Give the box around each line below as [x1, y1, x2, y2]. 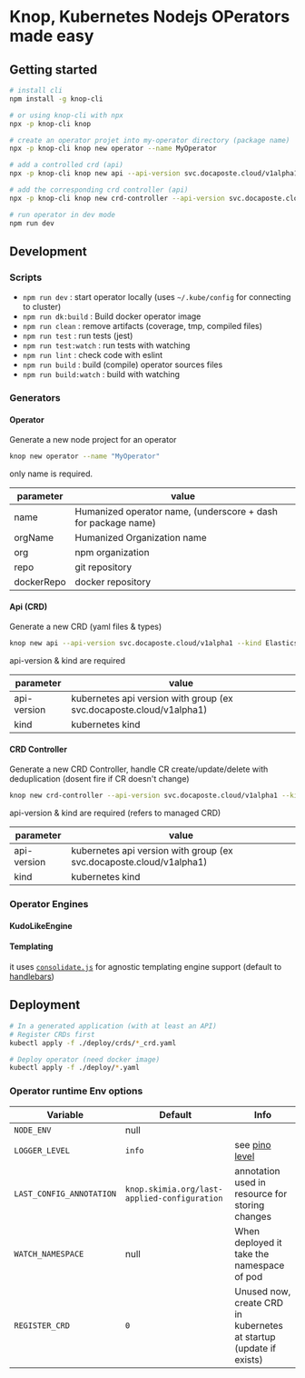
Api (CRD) [9, 601, 48, 612]
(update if [234, 1342, 277, 1354]
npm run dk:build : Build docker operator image [22, 311, 202, 322]
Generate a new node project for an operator [9, 434, 177, 445]
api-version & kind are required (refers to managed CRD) [9, 807, 221, 819]
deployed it [234, 1236, 283, 1249]
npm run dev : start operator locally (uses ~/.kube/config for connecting [22, 292, 291, 303]
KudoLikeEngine [9, 920, 73, 931]
